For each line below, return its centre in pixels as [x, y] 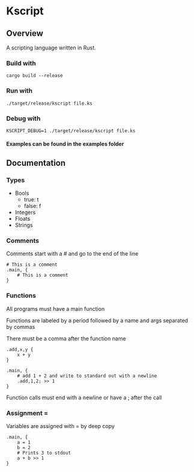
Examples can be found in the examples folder [65, 144]
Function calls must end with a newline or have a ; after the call [84, 397]
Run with [20, 91]
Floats [23, 219]
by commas [21, 326]
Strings [24, 225]
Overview [25, 33]
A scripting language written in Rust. [51, 48]
